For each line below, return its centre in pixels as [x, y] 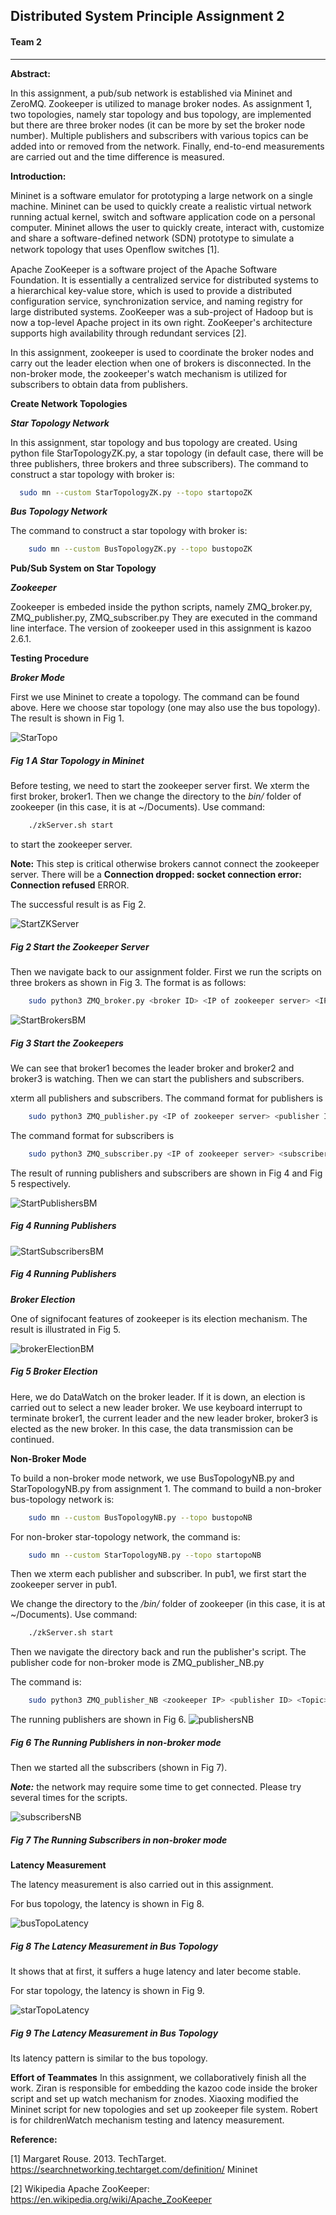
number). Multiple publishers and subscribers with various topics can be [159, 135]
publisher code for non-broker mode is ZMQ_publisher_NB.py [137, 1663]
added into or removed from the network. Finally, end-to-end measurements [167, 146]
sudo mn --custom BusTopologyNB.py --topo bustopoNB [140, 1517]
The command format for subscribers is [92, 1135]
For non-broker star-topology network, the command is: [125, 1536]
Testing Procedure [50, 658]
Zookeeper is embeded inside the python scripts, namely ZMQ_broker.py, [161, 607]
